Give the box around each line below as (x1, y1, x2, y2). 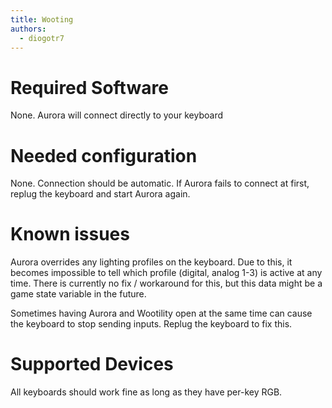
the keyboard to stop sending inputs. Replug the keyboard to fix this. (10, 318, 293, 330)
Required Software (10, 76, 169, 99)
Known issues (10, 223, 130, 246)
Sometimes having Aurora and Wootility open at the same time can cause (10, 307, 313, 320)
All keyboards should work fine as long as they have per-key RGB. (10, 386, 283, 398)
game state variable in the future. (10, 288, 147, 300)
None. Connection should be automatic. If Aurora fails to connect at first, (10, 177, 310, 190)
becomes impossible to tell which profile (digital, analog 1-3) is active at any (10, 267, 323, 279)
